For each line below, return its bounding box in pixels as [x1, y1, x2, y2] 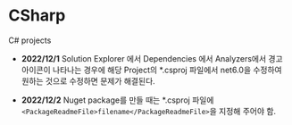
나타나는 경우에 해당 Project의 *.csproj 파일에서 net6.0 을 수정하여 [52, 64, 282, 75]
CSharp [8, 5, 66, 26]
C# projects [8, 35, 52, 46]
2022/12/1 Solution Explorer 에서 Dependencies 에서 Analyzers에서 [21, 53, 267, 63]
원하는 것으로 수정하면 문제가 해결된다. [21, 75, 155, 86]
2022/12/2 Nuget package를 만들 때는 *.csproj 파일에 [21, 95, 214, 105]
